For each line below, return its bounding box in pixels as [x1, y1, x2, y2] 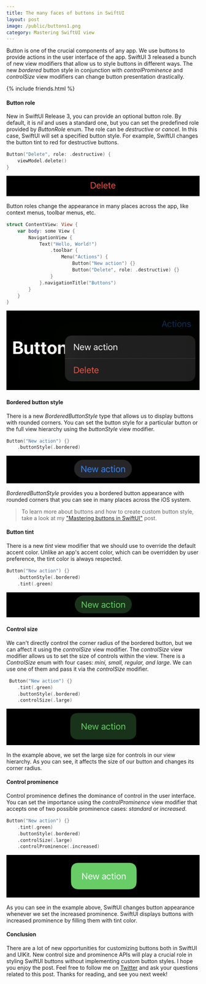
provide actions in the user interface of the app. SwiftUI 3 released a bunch [6, 53, 197, 61]
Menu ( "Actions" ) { [61, 254, 109, 260]
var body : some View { [17, 228, 75, 234]
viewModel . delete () [17, 158, 67, 164]
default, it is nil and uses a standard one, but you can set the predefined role [6, 119, 199, 127]
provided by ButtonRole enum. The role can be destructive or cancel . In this [6, 126, 197, 133]
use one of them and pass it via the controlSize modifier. [6, 665, 149, 673]
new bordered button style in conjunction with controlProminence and [6, 66, 183, 74]
